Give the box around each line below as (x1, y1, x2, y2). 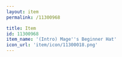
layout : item (6, 8, 39, 15)
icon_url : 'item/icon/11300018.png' (6, 42, 98, 48)
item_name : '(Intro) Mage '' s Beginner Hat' (6, 37, 117, 43)
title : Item (6, 25, 36, 31)
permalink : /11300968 (6, 14, 61, 20)
